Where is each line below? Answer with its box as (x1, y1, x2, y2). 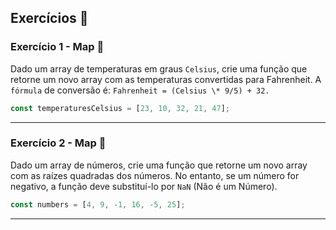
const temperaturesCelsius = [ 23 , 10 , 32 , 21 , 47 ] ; (10, 103, 230, 113)
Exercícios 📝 (10, 10, 89, 27)
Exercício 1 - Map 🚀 (10, 40, 105, 54)
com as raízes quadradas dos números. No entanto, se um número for (10, 169, 300, 181)
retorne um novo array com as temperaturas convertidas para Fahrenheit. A (10, 73, 322, 85)
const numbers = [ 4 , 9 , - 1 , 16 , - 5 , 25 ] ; (10, 199, 186, 210)
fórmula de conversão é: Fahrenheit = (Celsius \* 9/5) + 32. (10, 84, 270, 96)
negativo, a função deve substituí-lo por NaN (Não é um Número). (10, 180, 278, 192)
